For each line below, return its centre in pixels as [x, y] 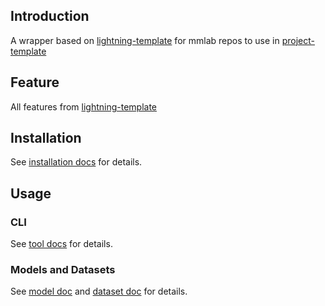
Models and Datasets [63, 270]
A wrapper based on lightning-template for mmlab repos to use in [145, 40]
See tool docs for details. [61, 244]
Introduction [50, 16]
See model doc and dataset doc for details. [99, 291]
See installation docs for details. [76, 162]
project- [298, 40]
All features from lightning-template [83, 106]
